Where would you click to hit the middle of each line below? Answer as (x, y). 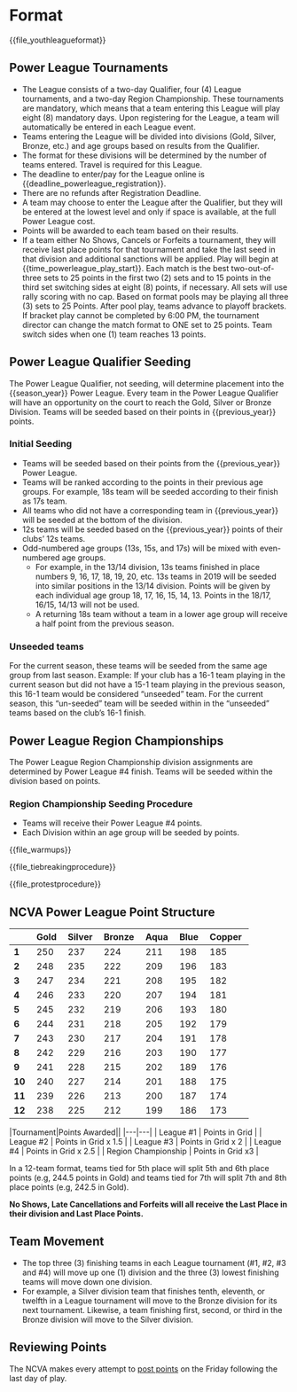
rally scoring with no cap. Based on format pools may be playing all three (155, 296)
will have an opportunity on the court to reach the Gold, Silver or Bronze (141, 402)
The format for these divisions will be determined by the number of (145, 155)
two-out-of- (253, 268)
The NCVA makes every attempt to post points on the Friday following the (143, 1369)
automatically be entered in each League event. (109, 127)
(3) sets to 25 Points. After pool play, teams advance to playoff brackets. (154, 306)
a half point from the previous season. (105, 623)
